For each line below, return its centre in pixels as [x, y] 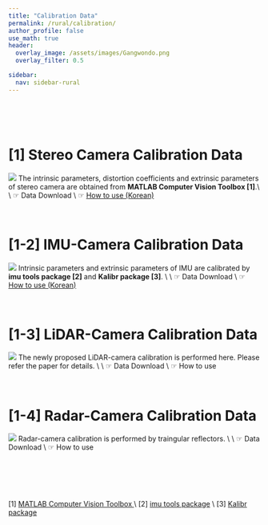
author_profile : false [46, 31]
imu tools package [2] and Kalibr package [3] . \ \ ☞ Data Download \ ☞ [127, 276]
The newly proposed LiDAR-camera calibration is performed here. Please [139, 357]
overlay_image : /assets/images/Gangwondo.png [93, 53]
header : [21, 46]
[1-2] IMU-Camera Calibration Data [126, 244]
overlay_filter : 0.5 [50, 61]
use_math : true [34, 38]
